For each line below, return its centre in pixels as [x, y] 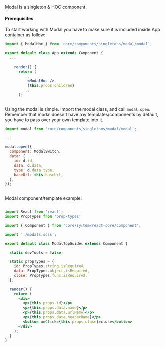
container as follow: [25, 35]
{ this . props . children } [51, 86]
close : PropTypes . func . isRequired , [51, 276]
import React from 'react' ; [34, 212]
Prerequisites [19, 18]
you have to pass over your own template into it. [54, 120]
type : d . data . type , [34, 170]
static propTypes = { [32, 262]
